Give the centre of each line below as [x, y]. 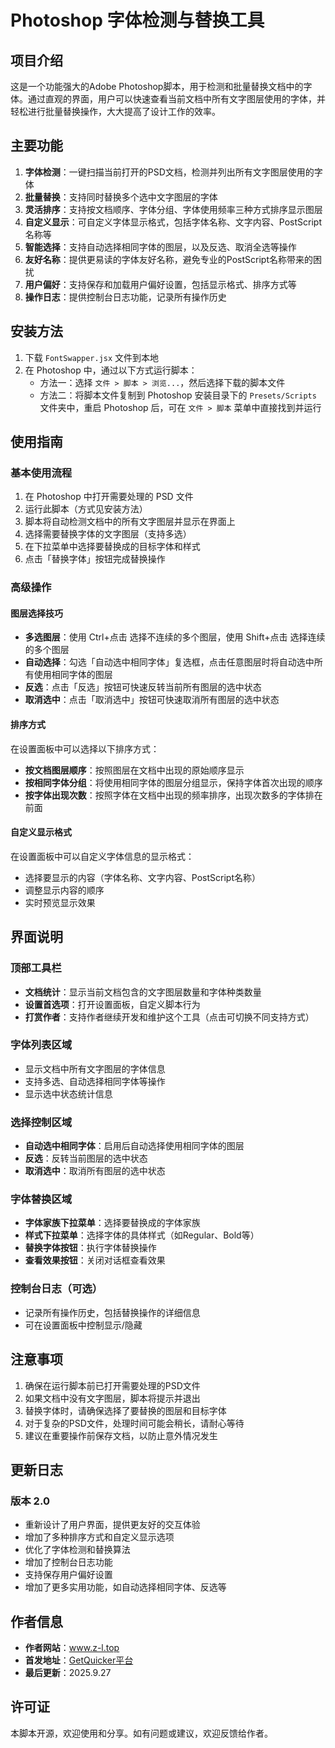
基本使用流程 [41, 473]
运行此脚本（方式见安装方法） [86, 509]
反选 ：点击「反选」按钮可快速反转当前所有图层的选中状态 [143, 687]
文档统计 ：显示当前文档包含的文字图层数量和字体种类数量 [143, 992]
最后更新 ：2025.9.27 [68, 1673]
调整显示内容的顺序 [64, 890]
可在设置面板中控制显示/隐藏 [83, 1325]
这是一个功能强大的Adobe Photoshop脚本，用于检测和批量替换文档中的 [157, 86]
